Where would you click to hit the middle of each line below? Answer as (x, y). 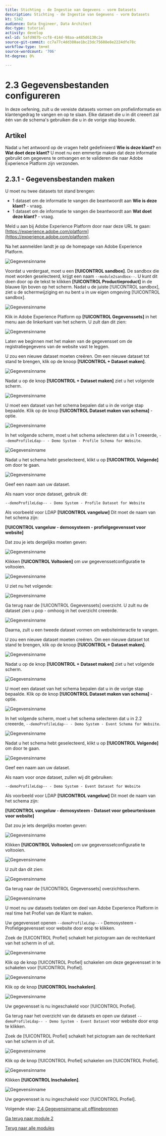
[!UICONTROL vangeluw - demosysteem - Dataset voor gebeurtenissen (80, 810)
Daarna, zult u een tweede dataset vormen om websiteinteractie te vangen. (82, 629)
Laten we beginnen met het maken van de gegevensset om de (69, 341)
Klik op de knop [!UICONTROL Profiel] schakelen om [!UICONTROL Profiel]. (82, 1060)
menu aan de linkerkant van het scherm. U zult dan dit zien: (66, 322)
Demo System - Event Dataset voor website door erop (104, 1021)
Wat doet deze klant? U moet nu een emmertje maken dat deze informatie (81, 153)
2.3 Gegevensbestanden (57, 85)
